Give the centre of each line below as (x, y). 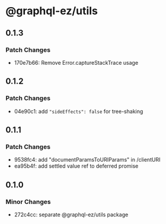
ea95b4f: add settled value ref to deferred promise (76, 166)
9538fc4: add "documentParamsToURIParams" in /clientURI (87, 160)
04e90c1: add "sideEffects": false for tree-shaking (79, 111)
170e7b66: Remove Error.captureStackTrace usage (76, 62)
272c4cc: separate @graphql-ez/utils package (71, 214)
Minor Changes (28, 201)
